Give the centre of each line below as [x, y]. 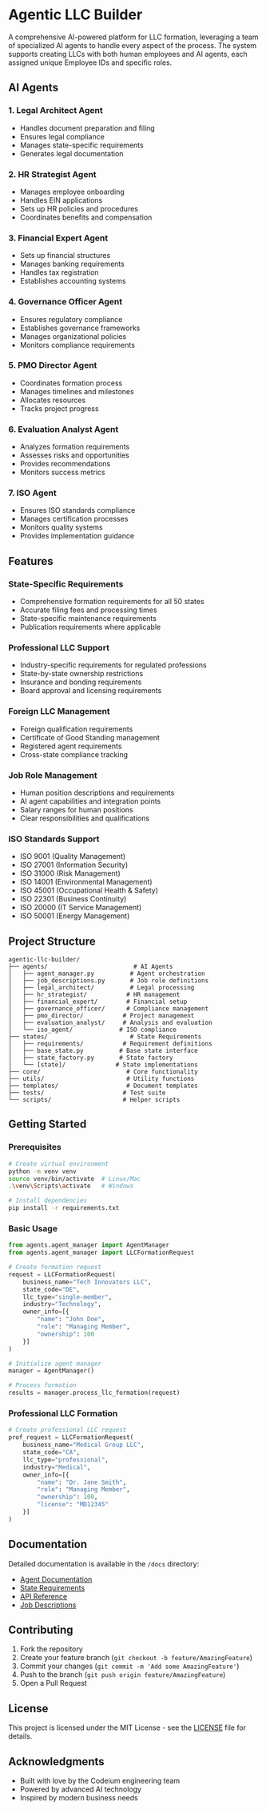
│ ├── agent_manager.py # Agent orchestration [107, 974]
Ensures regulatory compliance [71, 319]
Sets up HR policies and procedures [79, 208]
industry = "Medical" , [57, 1467]
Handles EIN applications [61, 200]
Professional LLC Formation [63, 1413]
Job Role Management [53, 775]
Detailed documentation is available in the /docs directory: [104, 1563]
